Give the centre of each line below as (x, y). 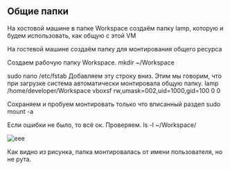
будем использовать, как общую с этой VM (72, 35)
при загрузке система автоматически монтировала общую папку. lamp (113, 83)
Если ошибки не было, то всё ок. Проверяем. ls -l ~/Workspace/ (102, 125)
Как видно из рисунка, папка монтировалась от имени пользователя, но (115, 151)
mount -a (20, 111)
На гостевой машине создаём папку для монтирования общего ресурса (115, 49)
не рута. (19, 159)
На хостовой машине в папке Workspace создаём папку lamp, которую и (115, 28)
